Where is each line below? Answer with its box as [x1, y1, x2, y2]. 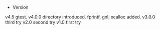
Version [12, 4, 29, 10]
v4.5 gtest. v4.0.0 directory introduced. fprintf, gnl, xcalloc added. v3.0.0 [5, 14, 155, 19]
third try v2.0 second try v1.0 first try [5, 19, 81, 25]
